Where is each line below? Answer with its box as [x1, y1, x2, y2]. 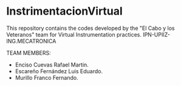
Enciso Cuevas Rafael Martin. [15, 61, 89, 68]
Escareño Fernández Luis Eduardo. [15, 67, 103, 74]
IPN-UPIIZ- [142, 30, 170, 38]
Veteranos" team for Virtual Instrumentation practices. [6, 30, 142, 38]
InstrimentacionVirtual [6, 4, 123, 18]
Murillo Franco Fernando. [15, 74, 78, 81]
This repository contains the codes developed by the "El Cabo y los [6, 24, 175, 32]
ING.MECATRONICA [6, 37, 56, 45]
